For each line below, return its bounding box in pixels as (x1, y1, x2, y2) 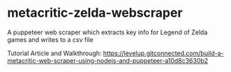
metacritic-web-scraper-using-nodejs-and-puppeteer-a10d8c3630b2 (7, 56, 209, 64)
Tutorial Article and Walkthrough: (7, 49, 102, 57)
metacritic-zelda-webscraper (7, 5, 183, 21)
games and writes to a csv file (7, 35, 94, 43)
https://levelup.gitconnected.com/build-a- (103, 49, 225, 57)
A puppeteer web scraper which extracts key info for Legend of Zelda (7, 28, 208, 36)
